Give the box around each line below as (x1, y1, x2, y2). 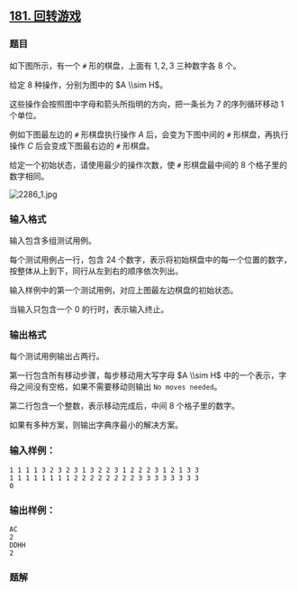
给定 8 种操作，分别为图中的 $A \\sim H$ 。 (9, 79, 168, 90)
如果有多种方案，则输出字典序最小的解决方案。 (9, 420, 183, 430)
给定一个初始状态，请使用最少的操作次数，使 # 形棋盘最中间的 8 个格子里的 (9, 159, 288, 170)
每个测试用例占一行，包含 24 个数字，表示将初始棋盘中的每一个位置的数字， (9, 254, 293, 264)
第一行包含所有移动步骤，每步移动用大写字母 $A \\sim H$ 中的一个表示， (9, 370, 279, 381)
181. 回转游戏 (9, 8, 82, 24)
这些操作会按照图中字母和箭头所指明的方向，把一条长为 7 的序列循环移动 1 (9, 98, 284, 109)
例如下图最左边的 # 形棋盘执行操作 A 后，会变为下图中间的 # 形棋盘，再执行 (9, 129, 289, 140)
